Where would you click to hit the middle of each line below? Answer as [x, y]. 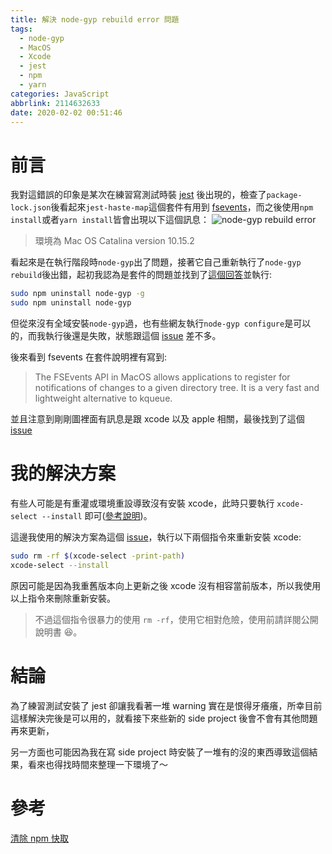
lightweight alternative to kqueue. [103, 398]
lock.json [31, 208]
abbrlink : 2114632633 [55, 103]
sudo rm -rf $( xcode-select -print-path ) [98, 556]
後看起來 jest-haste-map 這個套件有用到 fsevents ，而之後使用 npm [182, 207]
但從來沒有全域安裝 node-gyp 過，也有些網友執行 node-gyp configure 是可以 [161, 323]
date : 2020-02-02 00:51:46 [66, 112]
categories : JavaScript [60, 94]
